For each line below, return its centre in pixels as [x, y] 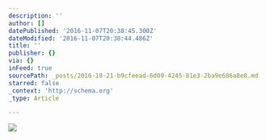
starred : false [34, 83]
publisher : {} [32, 53]
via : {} [21, 61]
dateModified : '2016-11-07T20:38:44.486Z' [81, 38]
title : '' [25, 46]
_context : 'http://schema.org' [61, 91]
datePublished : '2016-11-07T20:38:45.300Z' [83, 31]
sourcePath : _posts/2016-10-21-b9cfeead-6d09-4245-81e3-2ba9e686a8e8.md [133, 76]
